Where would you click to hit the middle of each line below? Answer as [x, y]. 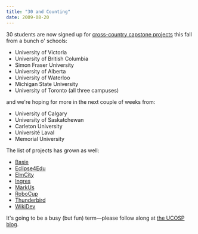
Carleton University [38, 126]
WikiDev [25, 206]
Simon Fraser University [44, 65]
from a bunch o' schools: [37, 41]
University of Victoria [41, 52]
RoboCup [27, 193]
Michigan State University [47, 84]
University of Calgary [41, 113]
